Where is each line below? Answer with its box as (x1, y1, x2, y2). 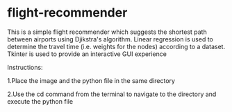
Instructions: (7, 63, 43, 71)
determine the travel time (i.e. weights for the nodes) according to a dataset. (7, 42, 226, 50)
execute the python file (7, 97, 74, 105)
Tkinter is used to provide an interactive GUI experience (7, 50, 167, 58)
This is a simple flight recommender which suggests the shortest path (7, 28, 207, 36)
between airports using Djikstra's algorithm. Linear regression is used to (7, 35, 213, 43)
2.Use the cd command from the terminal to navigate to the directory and (7, 90, 217, 98)
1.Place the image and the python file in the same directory (7, 76, 176, 84)
